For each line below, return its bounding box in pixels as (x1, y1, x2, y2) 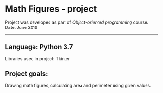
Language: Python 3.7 (5, 43, 73, 51)
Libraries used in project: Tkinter (5, 55, 70, 61)
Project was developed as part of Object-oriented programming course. (5, 19, 149, 25)
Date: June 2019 (5, 24, 38, 30)
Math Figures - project (5, 3, 97, 14)
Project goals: (5, 70, 48, 78)
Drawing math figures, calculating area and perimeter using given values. (5, 82, 151, 88)
